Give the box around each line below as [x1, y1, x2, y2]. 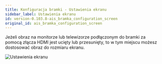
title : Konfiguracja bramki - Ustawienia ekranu [5, 7, 107, 12]
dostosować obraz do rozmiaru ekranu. [5, 44, 85, 50]
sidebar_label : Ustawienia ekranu [5, 12, 76, 17]
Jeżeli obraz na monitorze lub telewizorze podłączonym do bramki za [5, 34, 146, 40]
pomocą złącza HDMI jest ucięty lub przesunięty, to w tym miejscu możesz [5, 40, 158, 45]
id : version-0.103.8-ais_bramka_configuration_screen [5, 16, 118, 21]
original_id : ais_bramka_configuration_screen [5, 21, 102, 26]
